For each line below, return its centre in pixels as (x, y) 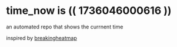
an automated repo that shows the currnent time (65, 27)
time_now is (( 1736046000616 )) (89, 11)
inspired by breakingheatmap (42, 38)
